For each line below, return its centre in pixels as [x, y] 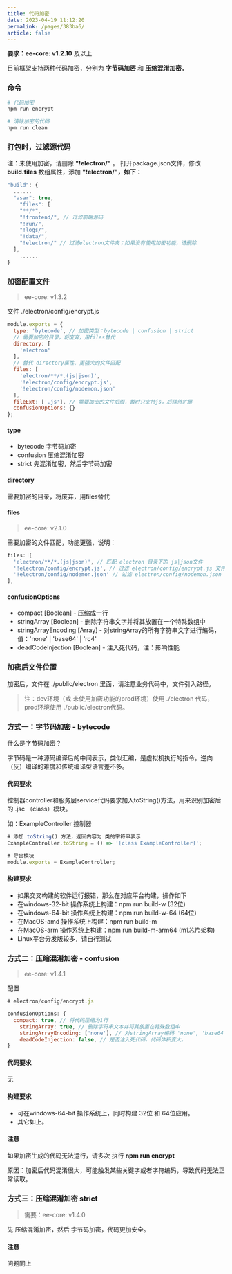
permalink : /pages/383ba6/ [46, 26]
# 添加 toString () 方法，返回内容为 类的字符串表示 [74, 837]
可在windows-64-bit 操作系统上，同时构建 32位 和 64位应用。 [106, 1113]
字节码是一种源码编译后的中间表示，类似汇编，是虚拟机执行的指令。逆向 [110, 757]
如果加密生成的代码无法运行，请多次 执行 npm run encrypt [91, 1155]
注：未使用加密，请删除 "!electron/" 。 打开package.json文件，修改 [104, 163]
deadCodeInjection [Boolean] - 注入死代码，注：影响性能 [98, 647]
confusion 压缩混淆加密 [50, 455]
